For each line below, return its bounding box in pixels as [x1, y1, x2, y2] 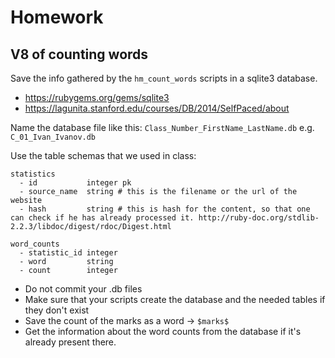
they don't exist [24, 304, 90, 316]
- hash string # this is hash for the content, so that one [19, 204, 311, 214]
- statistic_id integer [19, 248, 118, 258]
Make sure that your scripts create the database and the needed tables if [24, 294, 326, 305]
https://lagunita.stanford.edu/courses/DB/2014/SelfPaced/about [24, 102, 290, 114]
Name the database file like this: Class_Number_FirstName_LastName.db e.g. [10, 122, 315, 133]
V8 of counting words [10, 46, 149, 63]
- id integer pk [19, 178, 132, 188]
